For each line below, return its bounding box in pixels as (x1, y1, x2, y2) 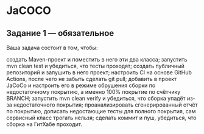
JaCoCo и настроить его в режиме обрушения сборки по (6, 82, 156, 89)
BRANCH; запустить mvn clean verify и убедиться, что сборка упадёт (6, 95, 186, 102)
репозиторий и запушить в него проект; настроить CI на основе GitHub (6, 69, 192, 76)
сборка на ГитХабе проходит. (6, 121, 82, 128)
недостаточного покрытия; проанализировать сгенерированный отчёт (13, 101, 198, 108)
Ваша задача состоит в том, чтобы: (6, 44, 98, 51)
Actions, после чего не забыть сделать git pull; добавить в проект (6, 76, 177, 82)
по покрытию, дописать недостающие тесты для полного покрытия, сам (6, 108, 196, 115)
